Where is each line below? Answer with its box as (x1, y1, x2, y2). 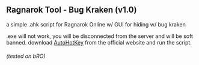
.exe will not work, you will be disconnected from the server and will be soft (6, 32, 194, 40)
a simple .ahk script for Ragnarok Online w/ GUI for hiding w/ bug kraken (6, 20, 186, 28)
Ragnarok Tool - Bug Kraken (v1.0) (6, 5, 137, 15)
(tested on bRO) (6, 52, 46, 60)
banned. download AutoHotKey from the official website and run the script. (6, 39, 192, 46)
